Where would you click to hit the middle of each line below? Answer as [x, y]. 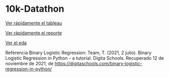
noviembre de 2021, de [29, 63]
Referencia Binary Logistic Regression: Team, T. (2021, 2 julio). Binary [78, 53]
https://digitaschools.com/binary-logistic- [98, 63]
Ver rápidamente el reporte [34, 33]
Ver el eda [16, 43]
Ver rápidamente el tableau [34, 23]
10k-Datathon [35, 9]
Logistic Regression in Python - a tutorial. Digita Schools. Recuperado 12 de [85, 58]
